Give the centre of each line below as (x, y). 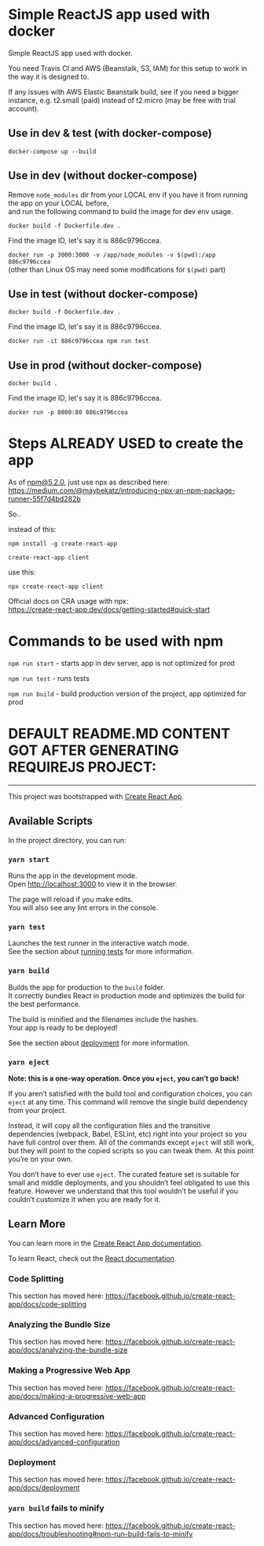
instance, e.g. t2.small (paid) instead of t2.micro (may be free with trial (122, 100)
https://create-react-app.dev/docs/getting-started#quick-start (109, 610)
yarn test (27, 927)
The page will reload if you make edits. (71, 900)
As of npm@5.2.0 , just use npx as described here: (89, 483)
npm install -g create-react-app (63, 544)
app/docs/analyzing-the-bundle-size (68, 1350)
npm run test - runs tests (49, 679)
